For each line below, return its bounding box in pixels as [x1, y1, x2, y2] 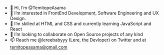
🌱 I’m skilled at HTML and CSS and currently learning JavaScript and [9, 20, 151, 26]
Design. [9, 15, 26, 21]
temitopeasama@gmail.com [9, 44, 67, 50]
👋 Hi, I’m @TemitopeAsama [9, 5, 66, 10]
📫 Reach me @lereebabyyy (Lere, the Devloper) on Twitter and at [9, 37, 146, 42]
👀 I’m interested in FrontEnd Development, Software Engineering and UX [9, 10, 159, 16]
